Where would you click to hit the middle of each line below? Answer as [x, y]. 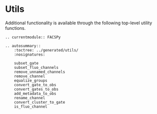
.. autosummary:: [23, 46]
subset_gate [26, 63]
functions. [15, 28]
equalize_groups [31, 80]
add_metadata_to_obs [35, 93]
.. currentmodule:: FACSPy [33, 37]
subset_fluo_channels [36, 67]
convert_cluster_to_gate [40, 102]
